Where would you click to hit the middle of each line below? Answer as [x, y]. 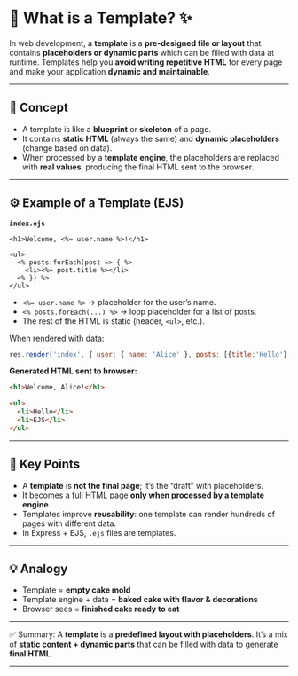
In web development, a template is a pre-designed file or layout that [135, 43]
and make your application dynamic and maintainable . [110, 71]
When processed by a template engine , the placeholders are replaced [151, 157]
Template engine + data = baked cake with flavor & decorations [140, 600]
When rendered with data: [57, 338]
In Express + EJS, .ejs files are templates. [99, 532]
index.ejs [27, 224]
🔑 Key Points [45, 464]
